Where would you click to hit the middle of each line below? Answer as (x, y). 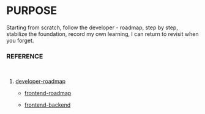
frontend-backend (47, 105)
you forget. (20, 40)
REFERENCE (25, 56)
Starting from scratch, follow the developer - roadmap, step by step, (92, 27)
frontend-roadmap (48, 93)
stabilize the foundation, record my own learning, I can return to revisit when (102, 34)
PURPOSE (32, 11)
